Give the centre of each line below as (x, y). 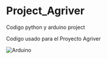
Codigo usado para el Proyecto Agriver (54, 38)
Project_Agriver (45, 11)
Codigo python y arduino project (46, 27)
